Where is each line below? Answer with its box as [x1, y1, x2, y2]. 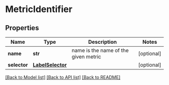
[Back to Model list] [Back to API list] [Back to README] [5, 74, 121, 80]
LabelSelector [32, 61, 67, 68]
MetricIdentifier [5, 4, 73, 15]
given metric [71, 53, 102, 60]
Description [88, 39, 117, 45]
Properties [5, 24, 39, 32]
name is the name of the [71, 47, 129, 54]
